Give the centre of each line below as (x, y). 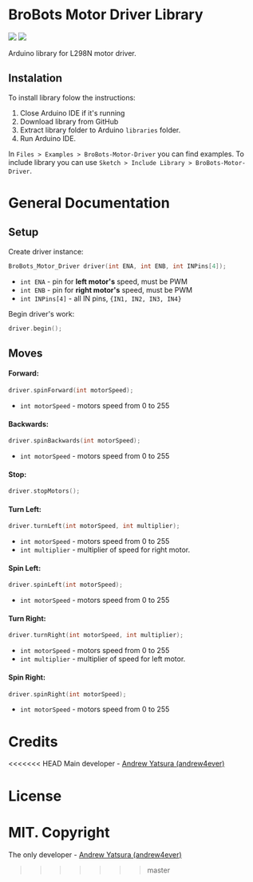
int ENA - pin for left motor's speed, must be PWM (103, 282)
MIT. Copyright (59, 832)
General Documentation (89, 203)
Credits (33, 741)
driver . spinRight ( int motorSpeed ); (67, 694)
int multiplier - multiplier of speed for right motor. (105, 550)
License (35, 796)
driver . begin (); (35, 329)
